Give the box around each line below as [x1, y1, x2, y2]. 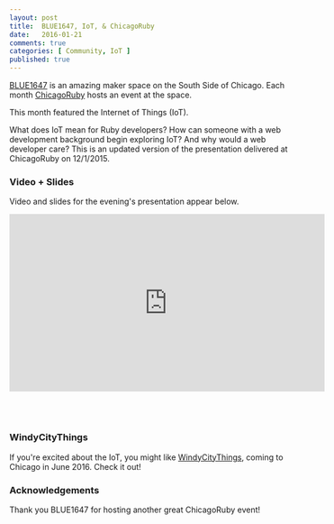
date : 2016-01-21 [9, 30, 83, 39]
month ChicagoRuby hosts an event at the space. [9, 89, 192, 100]
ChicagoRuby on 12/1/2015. [9, 153, 110, 163]
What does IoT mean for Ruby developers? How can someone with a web [9, 124, 282, 135]
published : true [9, 55, 70, 64]
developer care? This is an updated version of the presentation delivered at [9, 143, 288, 154]
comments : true [9, 38, 67, 48]
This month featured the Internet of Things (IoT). [9, 107, 189, 117]
